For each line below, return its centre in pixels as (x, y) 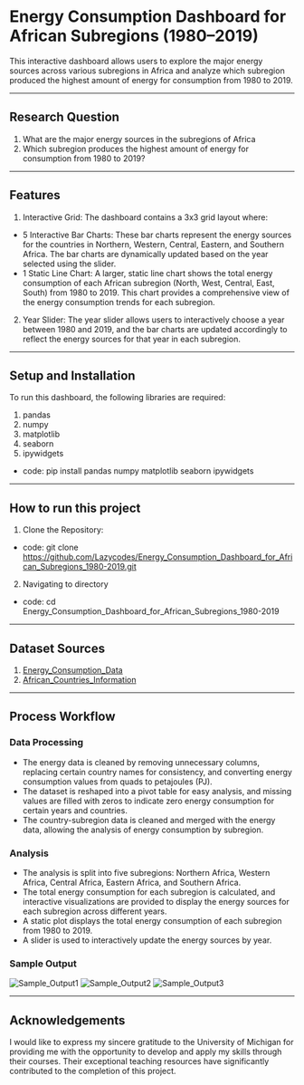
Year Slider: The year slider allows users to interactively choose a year (153, 320)
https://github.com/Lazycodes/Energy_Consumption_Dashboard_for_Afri (157, 557)
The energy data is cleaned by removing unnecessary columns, (141, 762)
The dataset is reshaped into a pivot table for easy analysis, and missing (157, 791)
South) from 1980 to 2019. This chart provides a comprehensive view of (156, 293)
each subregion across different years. (95, 911)
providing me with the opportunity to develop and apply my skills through (146, 1051)
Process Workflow (62, 717)
